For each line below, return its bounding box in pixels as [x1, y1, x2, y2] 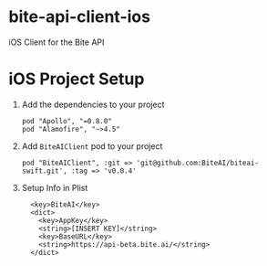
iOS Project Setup [8, 69, 145, 90]
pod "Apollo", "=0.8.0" [21, 116, 113, 125]
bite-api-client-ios [8, 6, 151, 27]
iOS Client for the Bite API [8, 37, 105, 48]
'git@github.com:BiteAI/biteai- [136, 158, 260, 167]
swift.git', [21, 166, 67, 176]
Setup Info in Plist [21, 182, 88, 193]
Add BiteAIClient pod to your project [21, 140, 163, 152]
